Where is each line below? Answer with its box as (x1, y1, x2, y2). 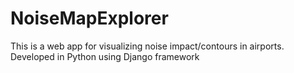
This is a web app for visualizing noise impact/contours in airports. (10, 40, 285, 52)
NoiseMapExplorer (10, 7, 169, 30)
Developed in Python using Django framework (10, 50, 200, 62)
